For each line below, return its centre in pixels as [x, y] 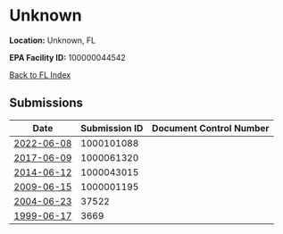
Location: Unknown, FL [53, 40]
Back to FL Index [40, 75]
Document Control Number [210, 128]
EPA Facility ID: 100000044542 [68, 57]
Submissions [46, 103]
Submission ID [112, 128]
